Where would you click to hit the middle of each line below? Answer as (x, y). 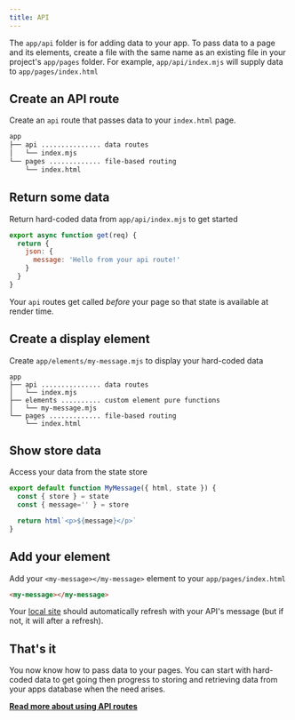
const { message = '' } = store (73, 505)
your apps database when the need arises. (88, 689)
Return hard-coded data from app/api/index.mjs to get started (124, 219)
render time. (32, 311)
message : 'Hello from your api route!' (106, 260)
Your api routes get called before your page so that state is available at (139, 301)
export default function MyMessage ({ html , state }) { (113, 488)
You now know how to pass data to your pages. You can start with (130, 670)
